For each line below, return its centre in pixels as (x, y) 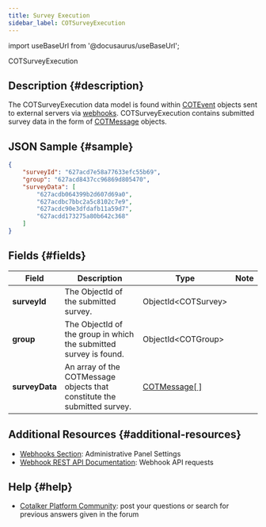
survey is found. (94, 353)
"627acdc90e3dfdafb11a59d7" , (85, 209)
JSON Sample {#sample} (71, 146)
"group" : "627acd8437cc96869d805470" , (86, 179)
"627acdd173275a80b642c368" (83, 216)
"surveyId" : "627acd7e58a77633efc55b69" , (91, 172)
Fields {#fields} (47, 256)
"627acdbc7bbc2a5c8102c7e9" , (85, 202)
